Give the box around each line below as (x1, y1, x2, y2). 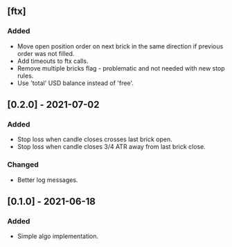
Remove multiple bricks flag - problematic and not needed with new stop (17, 64, 225, 72)
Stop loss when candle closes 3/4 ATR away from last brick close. (17, 143, 206, 151)
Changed (7, 160, 39, 170)
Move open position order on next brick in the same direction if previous (17, 42, 224, 51)
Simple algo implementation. (17, 232, 99, 241)
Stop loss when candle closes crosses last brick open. (17, 135, 173, 144)
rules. (17, 71, 34, 80)
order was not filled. (17, 49, 75, 57)
